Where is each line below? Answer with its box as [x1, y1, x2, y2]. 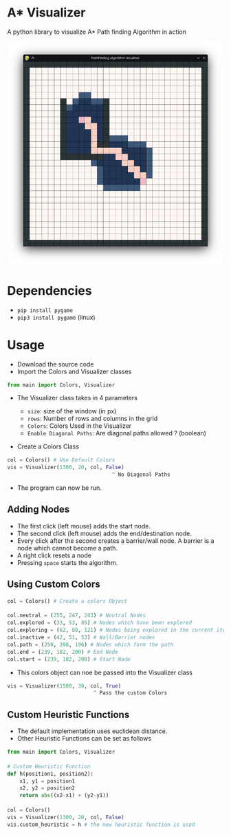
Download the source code [16, 360, 94, 368]
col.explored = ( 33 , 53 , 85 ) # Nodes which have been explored [7, 619, 192, 626]
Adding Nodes [7, 504, 70, 515]
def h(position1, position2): [7, 770, 94, 777]
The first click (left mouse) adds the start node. [16, 522, 151, 530]
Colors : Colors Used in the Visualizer [27, 422, 132, 430]
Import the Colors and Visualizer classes [16, 367, 132, 375]
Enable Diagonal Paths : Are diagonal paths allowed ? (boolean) [27, 429, 206, 437]
